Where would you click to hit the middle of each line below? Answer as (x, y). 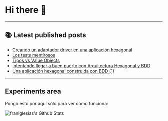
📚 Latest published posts (46, 35)
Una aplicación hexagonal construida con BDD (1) (63, 71)
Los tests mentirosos (34, 55)
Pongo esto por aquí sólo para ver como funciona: (57, 103)
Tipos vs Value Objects (36, 60)
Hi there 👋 (26, 10)
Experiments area (33, 91)
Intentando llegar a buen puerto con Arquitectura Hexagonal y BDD (81, 65)
